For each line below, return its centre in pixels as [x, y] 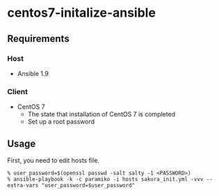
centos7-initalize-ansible [82, 13]
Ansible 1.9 [33, 73]
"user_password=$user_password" [88, 185]
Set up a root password [61, 122]
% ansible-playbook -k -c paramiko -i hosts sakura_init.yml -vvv [105, 179]
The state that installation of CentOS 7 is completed [102, 114]
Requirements [38, 39]
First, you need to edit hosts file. [53, 160]
